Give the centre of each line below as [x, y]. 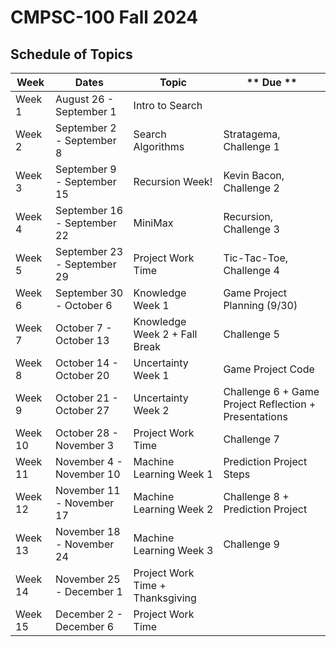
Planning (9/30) [260, 305]
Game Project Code [269, 369]
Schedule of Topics [71, 54]
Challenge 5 [251, 334]
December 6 [85, 626]
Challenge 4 [251, 270]
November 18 [88, 531]
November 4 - [89, 461]
